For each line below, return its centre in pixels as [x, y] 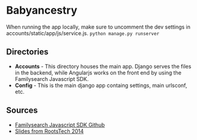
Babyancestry [42, 10]
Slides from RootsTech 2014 [49, 131]
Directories [27, 52]
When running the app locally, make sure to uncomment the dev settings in [98, 27]
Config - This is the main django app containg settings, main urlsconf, [101, 85]
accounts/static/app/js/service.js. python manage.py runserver [83, 33]
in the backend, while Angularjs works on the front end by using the [98, 73]
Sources [22, 111]
